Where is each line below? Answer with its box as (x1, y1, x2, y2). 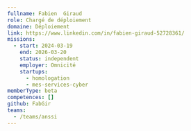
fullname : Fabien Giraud (7, 10, 82, 17)
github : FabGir (7, 101, 51, 107)
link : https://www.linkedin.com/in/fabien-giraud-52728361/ (7, 29, 185, 37)
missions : (7, 36, 36, 43)
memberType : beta (7, 87, 58, 94)
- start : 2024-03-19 (13, 42, 73, 49)
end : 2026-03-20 (19, 49, 67, 56)
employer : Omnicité (19, 62, 76, 69)
